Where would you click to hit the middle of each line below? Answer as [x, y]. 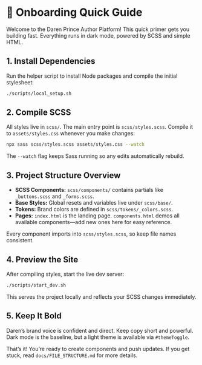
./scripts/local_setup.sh [39, 94]
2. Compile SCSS [39, 113]
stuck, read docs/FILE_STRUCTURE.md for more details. [72, 355]
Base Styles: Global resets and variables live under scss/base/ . [94, 203]
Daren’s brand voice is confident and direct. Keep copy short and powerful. [100, 330]
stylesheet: [20, 82]
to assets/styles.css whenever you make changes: [70, 134]
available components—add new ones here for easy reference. [93, 222]
